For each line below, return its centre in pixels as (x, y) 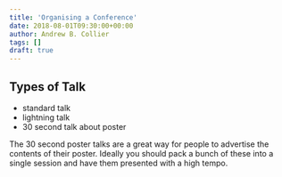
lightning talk (46, 117)
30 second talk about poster (74, 126)
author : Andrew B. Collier (59, 34)
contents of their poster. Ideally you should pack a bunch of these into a (141, 153)
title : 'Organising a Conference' (74, 17)
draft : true (31, 51)
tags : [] (25, 42)
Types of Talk (48, 87)
